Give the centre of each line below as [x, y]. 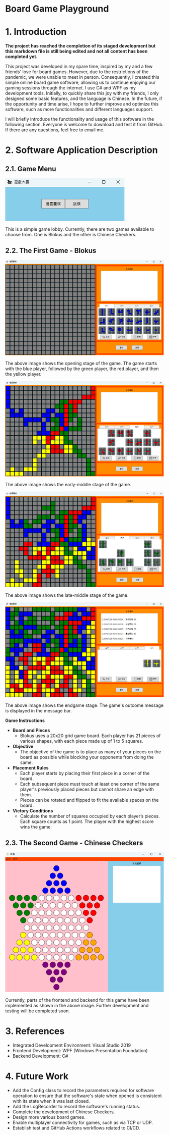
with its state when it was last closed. [51, 1101]
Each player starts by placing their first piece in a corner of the [85, 773]
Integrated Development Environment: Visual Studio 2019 [72, 1045]
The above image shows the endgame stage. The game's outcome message [84, 705]
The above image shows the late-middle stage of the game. [67, 595]
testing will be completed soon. [38, 1011]
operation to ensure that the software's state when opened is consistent [87, 1096]
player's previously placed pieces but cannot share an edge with [87, 789]
